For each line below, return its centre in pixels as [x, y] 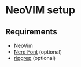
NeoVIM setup [41, 10]
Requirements [31, 32]
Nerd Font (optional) [38, 52]
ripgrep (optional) [35, 58]
